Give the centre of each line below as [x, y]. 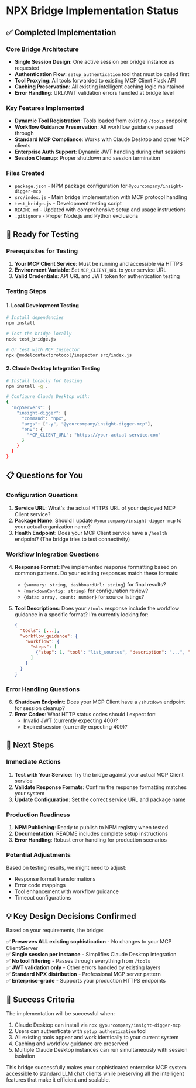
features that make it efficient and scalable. [58, 1080]
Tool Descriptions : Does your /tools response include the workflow [97, 608]
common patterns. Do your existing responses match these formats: [97, 573]
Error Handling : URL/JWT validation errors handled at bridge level [94, 92]
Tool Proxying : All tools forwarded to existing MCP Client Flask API [95, 80]
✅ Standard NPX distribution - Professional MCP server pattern [83, 974]
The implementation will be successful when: [61, 1013]
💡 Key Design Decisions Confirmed [71, 916]
